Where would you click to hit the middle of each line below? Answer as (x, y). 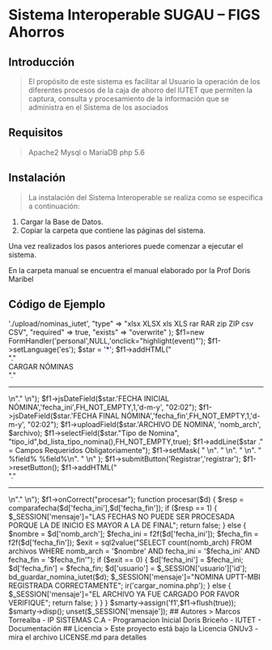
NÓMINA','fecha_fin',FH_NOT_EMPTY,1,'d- (191, 416)
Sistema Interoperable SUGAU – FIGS (134, 15)
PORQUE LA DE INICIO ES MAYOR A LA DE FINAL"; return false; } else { (127, 525)
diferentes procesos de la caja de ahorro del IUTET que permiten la (140, 90)
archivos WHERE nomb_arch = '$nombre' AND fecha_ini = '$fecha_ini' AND (134, 551)
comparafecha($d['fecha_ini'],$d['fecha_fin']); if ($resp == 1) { (113, 508)
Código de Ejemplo (57, 304)
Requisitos (36, 133)
